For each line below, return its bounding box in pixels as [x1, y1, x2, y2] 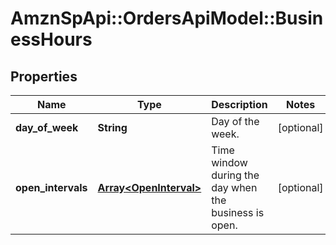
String [97, 121, 128, 134]
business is [211, 206, 265, 219]
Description [211, 98, 268, 111]
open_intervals [15, 181, 88, 194]
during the [211, 168, 260, 182]
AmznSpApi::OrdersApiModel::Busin [10, 7, 324, 30]
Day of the [211, 115, 260, 128]
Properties [10, 68, 78, 85]
